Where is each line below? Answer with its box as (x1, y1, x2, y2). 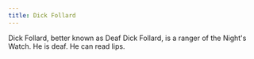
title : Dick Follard (8, 11, 77, 20)
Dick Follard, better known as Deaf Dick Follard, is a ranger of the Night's (8, 33, 247, 42)
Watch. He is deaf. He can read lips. (8, 41, 125, 51)
